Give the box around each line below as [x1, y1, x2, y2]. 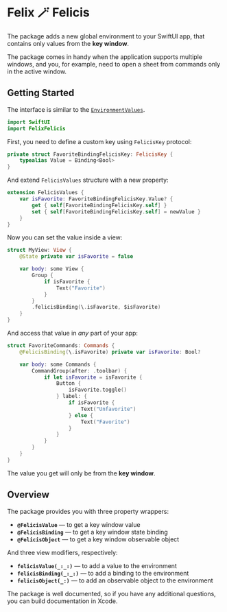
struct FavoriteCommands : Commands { [7, 342, 115, 349]
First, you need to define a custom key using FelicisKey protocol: [7, 137, 192, 145]
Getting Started [7, 87, 75, 99]
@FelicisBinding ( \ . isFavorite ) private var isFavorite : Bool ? [19, 349, 201, 355]
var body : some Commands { [19, 361, 97, 368]
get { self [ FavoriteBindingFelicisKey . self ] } [32, 202, 167, 209]
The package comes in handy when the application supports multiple [7, 52, 202, 61]
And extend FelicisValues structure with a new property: [7, 176, 169, 185]
